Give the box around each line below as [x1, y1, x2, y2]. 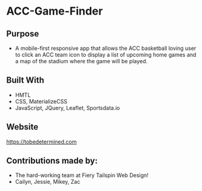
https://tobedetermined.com [6, 138, 77, 145]
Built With [6, 75, 44, 86]
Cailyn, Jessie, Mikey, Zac [15, 178, 81, 186]
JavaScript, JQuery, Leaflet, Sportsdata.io [15, 104, 120, 111]
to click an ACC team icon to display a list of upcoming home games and [15, 51, 197, 58]
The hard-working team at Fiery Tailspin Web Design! [15, 172, 149, 179]
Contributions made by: [6, 156, 98, 166]
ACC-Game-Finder [6, 4, 103, 18]
